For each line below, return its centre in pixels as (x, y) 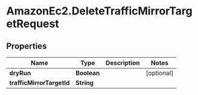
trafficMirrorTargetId (40, 83)
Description (123, 63)
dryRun (20, 73)
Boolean (88, 73)
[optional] (160, 73)
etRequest (33, 24)
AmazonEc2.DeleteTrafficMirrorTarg (99, 11)
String (85, 83)
